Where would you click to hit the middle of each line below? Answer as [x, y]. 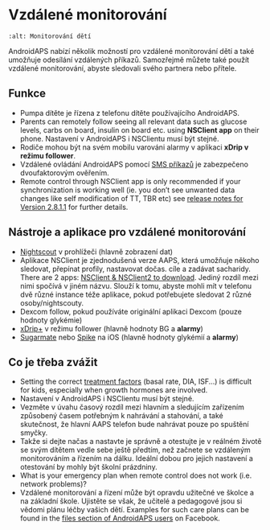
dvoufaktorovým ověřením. [65, 173]
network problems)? [53, 484]
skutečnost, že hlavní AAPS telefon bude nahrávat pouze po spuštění [134, 425]
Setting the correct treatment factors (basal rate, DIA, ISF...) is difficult [136, 382]
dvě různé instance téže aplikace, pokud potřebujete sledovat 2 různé [135, 294]
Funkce [27, 94]
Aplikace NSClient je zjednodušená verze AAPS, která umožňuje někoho [139, 260]
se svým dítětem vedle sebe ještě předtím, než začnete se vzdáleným [135, 450]
